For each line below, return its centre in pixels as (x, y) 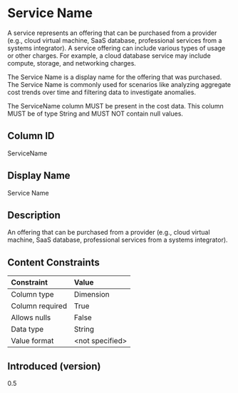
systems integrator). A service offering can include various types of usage (117, 48)
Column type (33, 295)
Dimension (92, 295)
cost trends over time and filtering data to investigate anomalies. (102, 92)
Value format (32, 341)
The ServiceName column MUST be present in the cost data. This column (115, 106)
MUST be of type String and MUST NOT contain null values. (95, 113)
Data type (27, 330)
